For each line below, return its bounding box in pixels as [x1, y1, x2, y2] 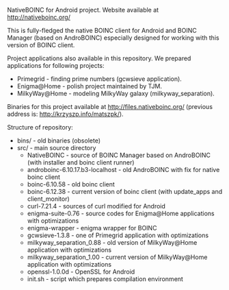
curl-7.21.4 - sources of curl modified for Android [27, 202, 166, 210]
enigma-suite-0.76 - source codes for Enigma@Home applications [27, 209, 215, 217]
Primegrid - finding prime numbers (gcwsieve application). [16, 75, 183, 83]
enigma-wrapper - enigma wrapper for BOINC [27, 224, 157, 232]
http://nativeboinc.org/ [7, 13, 70, 21]
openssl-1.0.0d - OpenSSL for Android [27, 267, 135, 276]
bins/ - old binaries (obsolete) [16, 136, 101, 145]
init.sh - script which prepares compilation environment [27, 275, 183, 283]
